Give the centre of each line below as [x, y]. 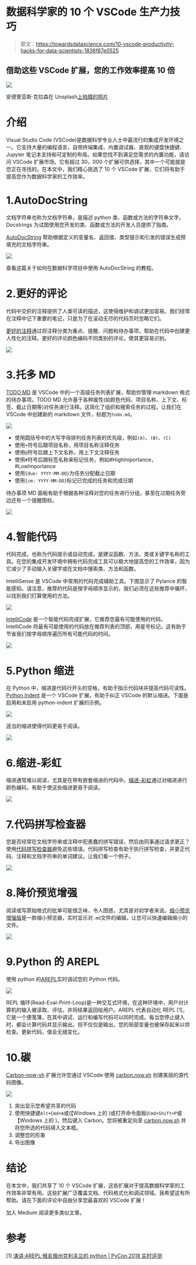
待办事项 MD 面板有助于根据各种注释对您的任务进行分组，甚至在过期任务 [93, 493]
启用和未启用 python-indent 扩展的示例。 [55, 702]
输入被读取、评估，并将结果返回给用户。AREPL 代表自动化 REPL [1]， [104, 1010]
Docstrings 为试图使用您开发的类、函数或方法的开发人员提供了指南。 [89, 224]
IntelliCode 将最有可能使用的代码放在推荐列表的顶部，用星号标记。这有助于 [96, 626]
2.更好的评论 [36, 294]
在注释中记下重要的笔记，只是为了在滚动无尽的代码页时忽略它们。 [85, 318]
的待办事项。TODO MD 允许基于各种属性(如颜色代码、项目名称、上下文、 [94, 399]
